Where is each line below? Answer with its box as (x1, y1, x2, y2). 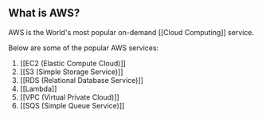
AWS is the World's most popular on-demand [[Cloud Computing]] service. (8, 27, 255, 37)
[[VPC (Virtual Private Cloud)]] (19, 92, 119, 102)
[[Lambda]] (19, 84, 57, 93)
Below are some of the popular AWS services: (8, 43, 159, 53)
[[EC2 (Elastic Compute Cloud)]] (19, 58, 126, 68)
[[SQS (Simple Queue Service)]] (19, 100, 125, 110)
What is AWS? (8, 6, 80, 20)
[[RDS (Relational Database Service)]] (19, 75, 143, 85)
